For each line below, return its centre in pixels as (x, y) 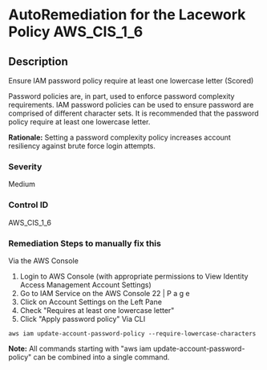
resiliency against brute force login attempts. (82, 146)
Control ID (28, 205)
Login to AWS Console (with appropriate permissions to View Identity (134, 276)
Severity (25, 166)
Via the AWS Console (43, 260)
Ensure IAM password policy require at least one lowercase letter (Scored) (131, 81)
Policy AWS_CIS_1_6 (76, 32)
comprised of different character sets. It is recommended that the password (133, 113)
